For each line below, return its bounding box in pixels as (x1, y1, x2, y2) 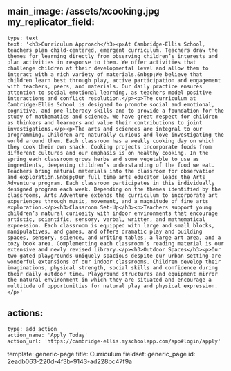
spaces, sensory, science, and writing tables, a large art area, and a (7, 234, 221, 241)
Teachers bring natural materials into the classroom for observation (7, 167, 215, 175)
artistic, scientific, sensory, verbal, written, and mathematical (7, 216, 206, 223)
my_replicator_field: (7, 17, 95, 28)
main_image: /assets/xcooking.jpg (7, 6, 160, 17)
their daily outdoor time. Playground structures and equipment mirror (7, 270, 218, 277)
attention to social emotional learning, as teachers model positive (7, 89, 212, 96)
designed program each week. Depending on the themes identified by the (7, 186, 221, 193)
